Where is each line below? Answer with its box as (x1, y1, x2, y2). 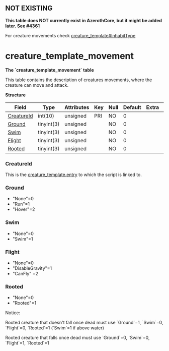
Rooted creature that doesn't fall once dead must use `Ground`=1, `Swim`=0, (5, 320, 163, 326)
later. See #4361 (5, 23, 40, 29)
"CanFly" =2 (12, 270, 39, 276)
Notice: (5, 310, 21, 316)
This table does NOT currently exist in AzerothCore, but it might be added (5, 17, 162, 23)
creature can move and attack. (5, 82, 69, 88)
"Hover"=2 (12, 206, 35, 212)
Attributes (64, 103, 90, 110)
